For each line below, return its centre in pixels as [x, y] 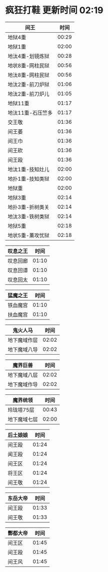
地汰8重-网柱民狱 [28, 75]
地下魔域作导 [23, 384]
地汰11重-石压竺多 [30, 113]
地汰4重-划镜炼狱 [28, 56]
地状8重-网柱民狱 [28, 65]
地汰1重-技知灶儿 [28, 169]
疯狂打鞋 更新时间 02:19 [54, 10]
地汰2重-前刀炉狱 [28, 85]
